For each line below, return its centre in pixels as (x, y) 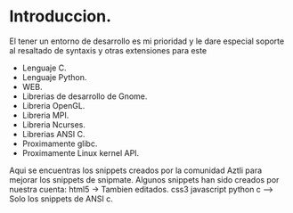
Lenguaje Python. (54, 77)
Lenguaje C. (44, 68)
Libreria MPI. (45, 115)
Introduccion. (61, 16)
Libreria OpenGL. (53, 105)
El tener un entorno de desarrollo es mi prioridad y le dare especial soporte (147, 41)
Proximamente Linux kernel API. (81, 152)
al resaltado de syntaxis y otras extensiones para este (108, 50)
